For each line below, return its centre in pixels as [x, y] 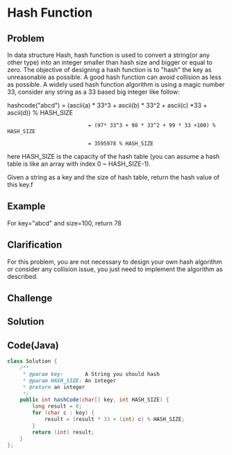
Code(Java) [33, 345]
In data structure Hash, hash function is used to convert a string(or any [109, 55]
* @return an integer [54, 387]
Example [26, 206]
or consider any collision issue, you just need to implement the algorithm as [115, 269]
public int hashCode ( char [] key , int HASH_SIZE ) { [94, 400]
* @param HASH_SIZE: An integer [69, 380]
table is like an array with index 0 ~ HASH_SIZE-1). [79, 164]
